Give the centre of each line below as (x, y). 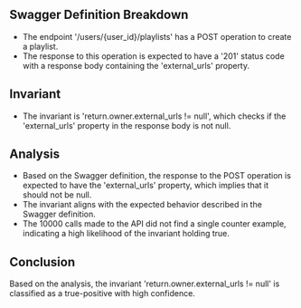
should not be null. (57, 195)
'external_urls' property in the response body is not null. (127, 125)
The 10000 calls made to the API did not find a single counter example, (154, 224)
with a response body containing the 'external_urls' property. (136, 65)
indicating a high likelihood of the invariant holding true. (126, 234)
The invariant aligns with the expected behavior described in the (142, 205)
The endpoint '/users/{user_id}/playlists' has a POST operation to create (157, 36)
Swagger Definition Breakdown (99, 15)
